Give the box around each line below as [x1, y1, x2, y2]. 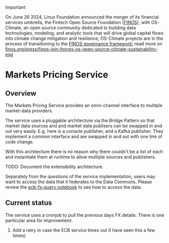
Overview [5, 89, 37, 98]
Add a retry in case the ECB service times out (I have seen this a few [12, 227, 155, 233]
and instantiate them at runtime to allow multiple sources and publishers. [5, 154, 156, 160]
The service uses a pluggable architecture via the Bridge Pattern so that [5, 118, 155, 123]
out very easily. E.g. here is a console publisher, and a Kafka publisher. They [5, 128, 164, 134]
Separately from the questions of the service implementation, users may [5, 174, 155, 179]
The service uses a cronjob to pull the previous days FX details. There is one [5, 212, 164, 218]
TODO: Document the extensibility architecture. [5, 164, 104, 170]
